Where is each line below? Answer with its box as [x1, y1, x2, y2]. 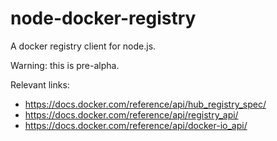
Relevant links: [10, 78, 70, 91]
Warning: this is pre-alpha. [10, 59, 120, 71]
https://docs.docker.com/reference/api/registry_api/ [24, 108, 239, 121]
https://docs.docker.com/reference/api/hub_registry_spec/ [24, 98, 267, 110]
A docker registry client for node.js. [10, 40, 157, 52]
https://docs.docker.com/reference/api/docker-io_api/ [24, 119, 248, 131]
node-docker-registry [10, 7, 197, 30]
